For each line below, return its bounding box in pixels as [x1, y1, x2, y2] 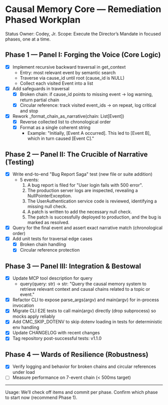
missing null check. [27, 204, 67, 210]
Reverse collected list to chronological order [19, 119, 111, 125]
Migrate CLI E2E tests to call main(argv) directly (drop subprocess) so [12, 308, 156, 314]
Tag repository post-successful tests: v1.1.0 [12, 335, 102, 341]
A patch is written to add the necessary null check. [27, 209, 132, 215]
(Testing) [5, 158, 34, 166]
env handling [12, 324, 39, 330]
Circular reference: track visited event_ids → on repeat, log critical [19, 102, 156, 108]
